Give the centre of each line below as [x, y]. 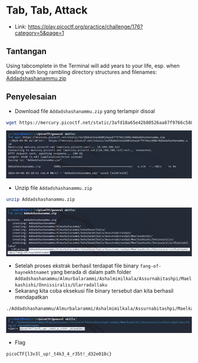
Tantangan [27, 52]
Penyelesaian [32, 97]
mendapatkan [31, 297]
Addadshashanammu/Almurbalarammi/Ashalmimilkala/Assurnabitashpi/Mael [103, 279]
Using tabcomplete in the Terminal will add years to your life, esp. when [93, 66]
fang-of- [151, 266]
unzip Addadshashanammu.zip [41, 199]
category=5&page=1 [39, 32]
